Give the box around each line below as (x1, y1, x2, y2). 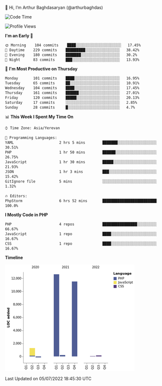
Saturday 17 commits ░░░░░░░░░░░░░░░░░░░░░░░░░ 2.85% (5, 100, 137, 105)
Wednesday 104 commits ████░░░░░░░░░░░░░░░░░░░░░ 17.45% (5, 85, 139, 90)
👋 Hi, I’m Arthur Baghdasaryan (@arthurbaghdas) (5, 5, 103, 10)
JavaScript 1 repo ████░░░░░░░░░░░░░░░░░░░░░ (5, 232, 157, 236)
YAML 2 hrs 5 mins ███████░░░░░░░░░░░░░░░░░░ (5, 140, 157, 145)
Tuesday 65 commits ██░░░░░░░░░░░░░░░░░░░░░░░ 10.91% (5, 81, 139, 85)
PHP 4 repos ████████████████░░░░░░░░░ (5, 222, 157, 227)
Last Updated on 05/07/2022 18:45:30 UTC (5, 376, 92, 381)
